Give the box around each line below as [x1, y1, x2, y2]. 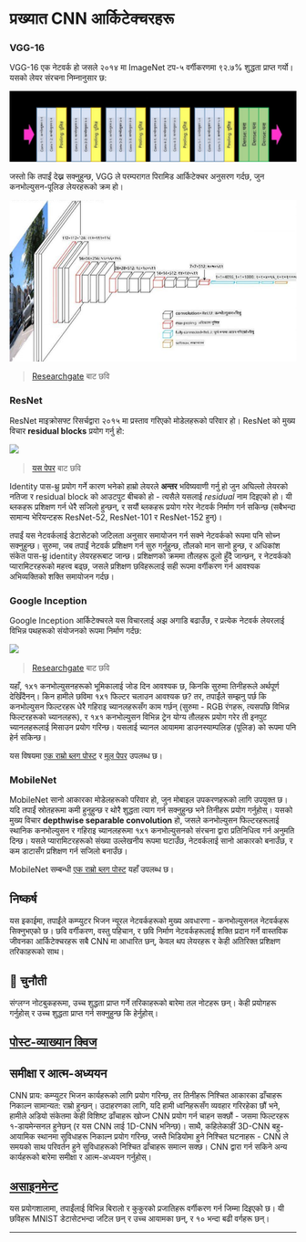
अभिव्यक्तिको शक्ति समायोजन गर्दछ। [9, 571, 116, 582]
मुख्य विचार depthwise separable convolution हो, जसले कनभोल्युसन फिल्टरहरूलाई [9, 815, 280, 826]
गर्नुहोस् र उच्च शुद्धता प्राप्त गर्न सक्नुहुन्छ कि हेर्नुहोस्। [9, 1007, 159, 1018]
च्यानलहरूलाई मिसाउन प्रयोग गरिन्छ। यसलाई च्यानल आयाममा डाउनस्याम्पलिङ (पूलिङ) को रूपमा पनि [9, 721, 297, 733]
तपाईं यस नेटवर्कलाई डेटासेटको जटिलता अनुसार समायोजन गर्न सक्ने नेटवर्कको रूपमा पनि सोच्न [9, 530, 280, 541]
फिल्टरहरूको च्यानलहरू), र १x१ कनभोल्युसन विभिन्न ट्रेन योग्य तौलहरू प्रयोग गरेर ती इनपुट [9, 711, 268, 722]
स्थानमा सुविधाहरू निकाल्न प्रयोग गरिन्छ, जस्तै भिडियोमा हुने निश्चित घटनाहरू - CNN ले [36, 1131, 289, 1142]
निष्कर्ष [9, 890, 37, 907]
